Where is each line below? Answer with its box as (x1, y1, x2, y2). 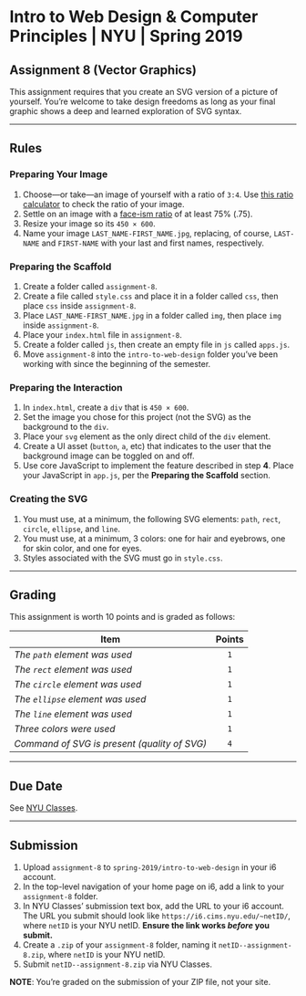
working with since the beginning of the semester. (22, 358, 211, 369)
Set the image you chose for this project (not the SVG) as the (22, 412, 252, 423)
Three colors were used (14, 723, 116, 736)
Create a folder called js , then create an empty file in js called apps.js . (22, 339, 291, 350)
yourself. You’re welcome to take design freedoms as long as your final (9, 96, 276, 107)
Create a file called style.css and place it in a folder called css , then (22, 290, 280, 301)
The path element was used (14, 648, 133, 661)
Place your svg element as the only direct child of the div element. (22, 431, 271, 442)
